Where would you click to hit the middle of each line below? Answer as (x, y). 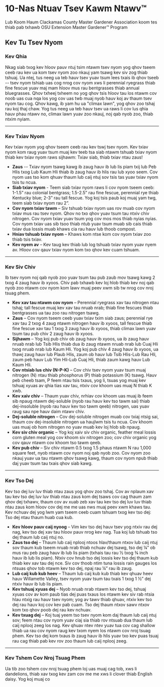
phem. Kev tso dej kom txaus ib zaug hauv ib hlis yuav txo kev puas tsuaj (85, 636)
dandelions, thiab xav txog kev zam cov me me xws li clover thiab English (79, 674)
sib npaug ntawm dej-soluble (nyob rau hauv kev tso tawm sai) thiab (81, 401)
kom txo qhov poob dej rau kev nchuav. (52, 610)
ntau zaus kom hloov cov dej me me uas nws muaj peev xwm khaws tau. (78, 507)
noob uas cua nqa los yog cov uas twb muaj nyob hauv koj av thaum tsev (79, 98)
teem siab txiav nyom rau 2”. (41, 203)
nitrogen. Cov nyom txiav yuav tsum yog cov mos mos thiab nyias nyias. (85, 218)
